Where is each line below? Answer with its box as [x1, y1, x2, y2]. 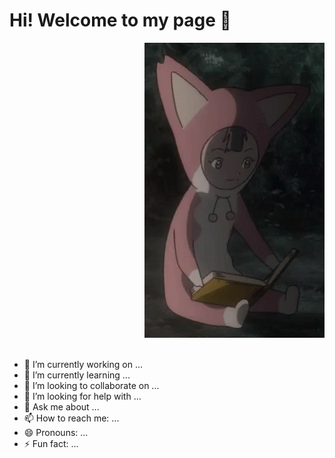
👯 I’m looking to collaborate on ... [23, 379, 160, 391]
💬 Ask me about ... [23, 400, 100, 413]
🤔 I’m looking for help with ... [23, 390, 142, 402]
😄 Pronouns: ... [23, 426, 89, 438]
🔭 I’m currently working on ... [23, 358, 143, 370]
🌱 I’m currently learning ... [23, 369, 131, 381]
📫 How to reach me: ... [23, 412, 120, 424]
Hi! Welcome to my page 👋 [9, 9, 232, 32]
